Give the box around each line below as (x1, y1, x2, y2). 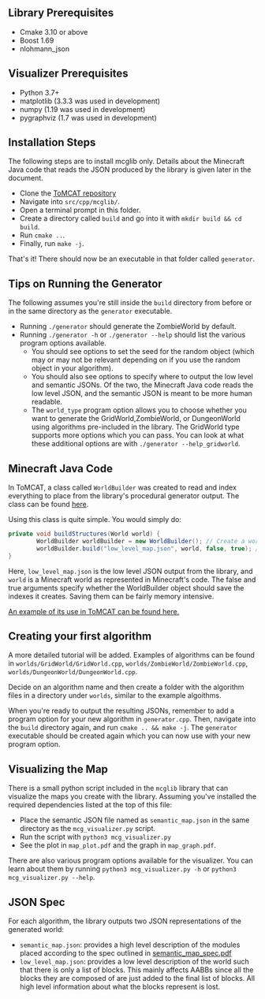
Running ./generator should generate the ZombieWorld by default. (19, 322, 237, 331)
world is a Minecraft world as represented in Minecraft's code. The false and (8, 575, 256, 584)
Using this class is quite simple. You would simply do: (8, 515, 181, 524)
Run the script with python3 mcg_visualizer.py (19, 832, 172, 842)
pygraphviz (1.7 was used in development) (19, 113, 158, 122)
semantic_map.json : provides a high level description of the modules (19, 940, 241, 949)
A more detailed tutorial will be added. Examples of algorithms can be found (8, 650, 255, 660)
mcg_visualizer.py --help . (8, 873, 95, 882)
